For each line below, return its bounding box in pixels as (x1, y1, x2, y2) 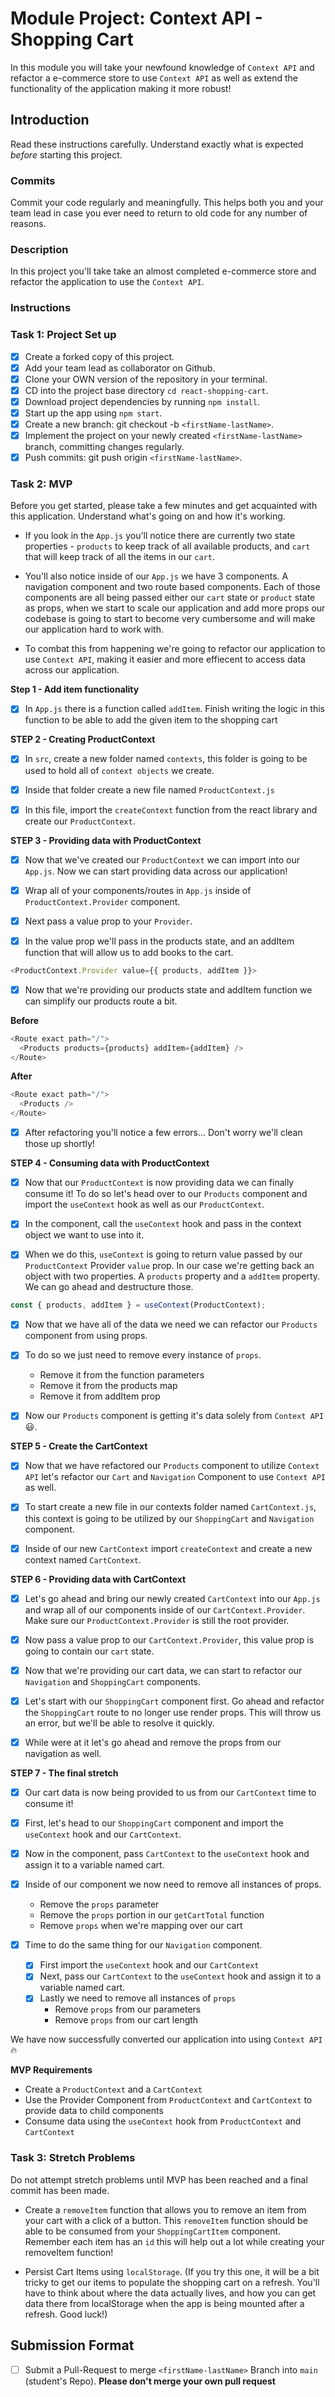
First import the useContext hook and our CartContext (39, 1959, 260, 1971)
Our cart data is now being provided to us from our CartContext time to (24, 1786, 317, 1798)
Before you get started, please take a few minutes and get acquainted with (10, 500, 318, 512)
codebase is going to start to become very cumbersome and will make (24, 613, 316, 625)
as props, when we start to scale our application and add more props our (24, 602, 326, 614)
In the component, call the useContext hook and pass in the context (24, 1218, 302, 1230)
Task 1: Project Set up (10, 328, 117, 342)
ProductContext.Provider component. (24, 895, 181, 907)
